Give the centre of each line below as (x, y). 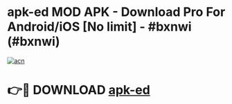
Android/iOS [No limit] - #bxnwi (99, 27)
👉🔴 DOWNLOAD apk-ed (79, 90)
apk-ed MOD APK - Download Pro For (116, 12)
